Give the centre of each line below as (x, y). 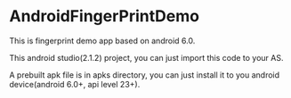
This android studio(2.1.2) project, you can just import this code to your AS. (146, 57)
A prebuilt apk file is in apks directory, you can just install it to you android (145, 75)
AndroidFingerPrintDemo (105, 16)
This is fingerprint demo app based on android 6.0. (102, 41)
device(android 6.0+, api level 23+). (75, 84)
